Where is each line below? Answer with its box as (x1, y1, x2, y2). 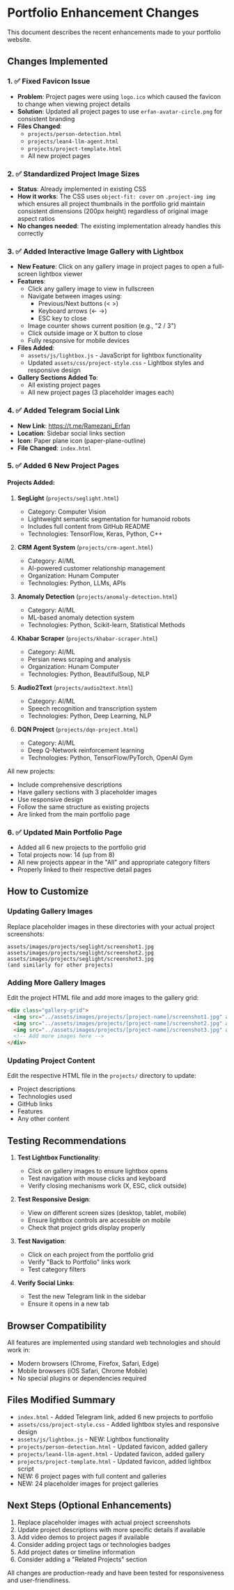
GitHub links (17, 1099, 53, 1109)
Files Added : (17, 344, 55, 353)
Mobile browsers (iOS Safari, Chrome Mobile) (17, 1367, 148, 1375)
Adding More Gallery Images (7, 978, 106, 987)
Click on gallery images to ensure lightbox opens (27, 1167, 169, 1175)
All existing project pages (27, 381, 101, 389)
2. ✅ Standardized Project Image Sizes (7, 169, 140, 178)
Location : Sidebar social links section (17, 429, 125, 437)
